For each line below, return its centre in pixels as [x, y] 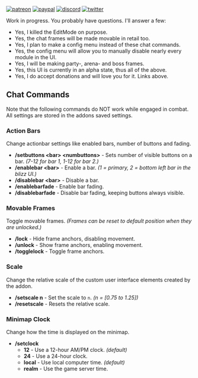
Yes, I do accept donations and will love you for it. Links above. [92, 76]
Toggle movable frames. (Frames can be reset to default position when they [99, 221]
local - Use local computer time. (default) [74, 362]
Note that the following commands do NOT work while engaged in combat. [97, 109]
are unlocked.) [24, 228]
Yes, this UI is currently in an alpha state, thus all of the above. [91, 70]
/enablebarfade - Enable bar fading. [59, 187]
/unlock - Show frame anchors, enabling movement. [79, 245]
